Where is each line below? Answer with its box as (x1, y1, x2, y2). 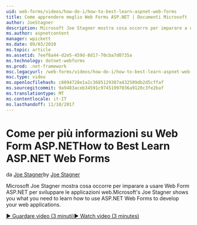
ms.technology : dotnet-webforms (6, 58, 85, 63)
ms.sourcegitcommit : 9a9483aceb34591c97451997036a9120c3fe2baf (6, 85, 164, 91)
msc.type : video (6, 74, 46, 80)
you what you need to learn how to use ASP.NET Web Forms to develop (6, 195, 179, 202)
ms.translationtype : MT (6, 90, 64, 96)
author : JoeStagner (6, 19, 54, 25)
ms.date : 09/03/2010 (6, 42, 57, 48)
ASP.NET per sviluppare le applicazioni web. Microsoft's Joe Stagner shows (6, 189, 189, 196)
